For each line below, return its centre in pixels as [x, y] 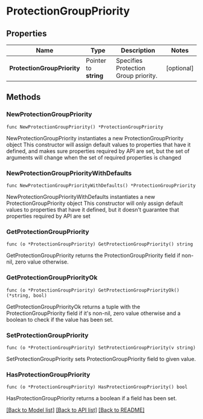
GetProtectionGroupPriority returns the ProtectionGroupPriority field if [93, 256]
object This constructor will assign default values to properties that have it [98, 145]
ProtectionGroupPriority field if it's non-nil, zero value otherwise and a [94, 313]
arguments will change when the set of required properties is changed [94, 157]
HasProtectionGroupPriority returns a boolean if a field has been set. [92, 398]
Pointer [96, 60]
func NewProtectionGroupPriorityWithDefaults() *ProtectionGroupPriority [101, 186]
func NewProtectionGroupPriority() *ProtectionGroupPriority [85, 127]
